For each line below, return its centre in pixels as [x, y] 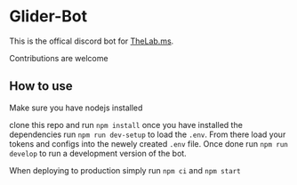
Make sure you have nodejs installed [76, 108]
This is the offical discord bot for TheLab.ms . [92, 41]
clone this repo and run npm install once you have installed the [126, 125]
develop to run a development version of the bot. [98, 153]
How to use [41, 86]
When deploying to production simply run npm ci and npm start [125, 170]
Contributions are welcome [59, 58]
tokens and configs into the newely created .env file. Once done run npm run [149, 143]
